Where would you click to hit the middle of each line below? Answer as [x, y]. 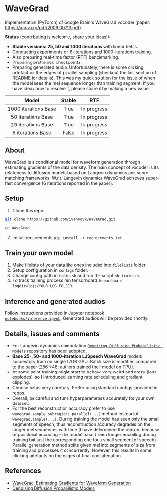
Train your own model [39, 253]
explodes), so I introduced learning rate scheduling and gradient [77, 377]
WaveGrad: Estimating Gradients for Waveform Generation [71, 483]
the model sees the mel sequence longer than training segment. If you [83, 83]
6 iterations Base [32, 132]
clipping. [21, 382]
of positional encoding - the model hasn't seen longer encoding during [84, 434]
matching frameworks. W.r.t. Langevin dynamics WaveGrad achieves [75, 178]
